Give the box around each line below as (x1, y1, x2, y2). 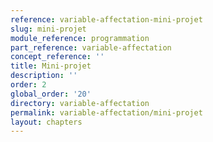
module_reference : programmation (10, 33, 150, 43)
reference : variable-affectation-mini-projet (10, 14, 203, 25)
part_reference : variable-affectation (10, 42, 172, 53)
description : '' (10, 71, 78, 81)
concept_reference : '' (10, 52, 105, 62)
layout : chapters (10, 117, 83, 127)
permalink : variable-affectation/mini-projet (10, 107, 203, 118)
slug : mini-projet (10, 24, 87, 34)
